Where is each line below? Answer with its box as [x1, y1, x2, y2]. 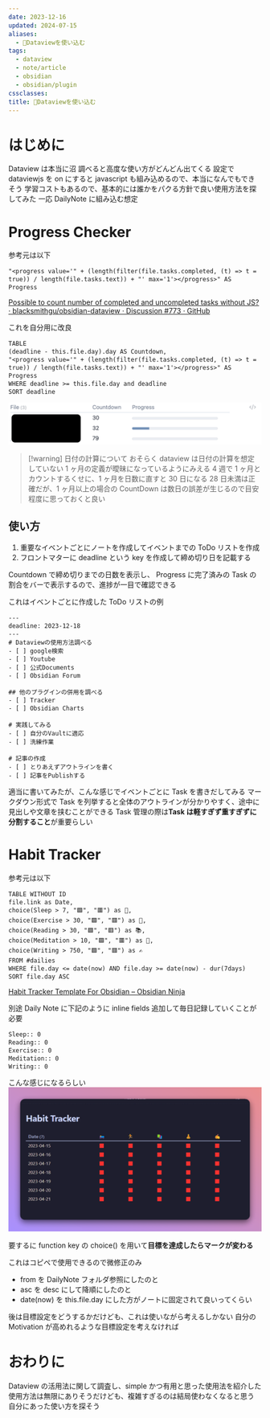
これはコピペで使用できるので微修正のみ [8, 1258, 142, 1268]
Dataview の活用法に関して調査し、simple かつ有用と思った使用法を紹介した [8, 1381, 262, 1391]
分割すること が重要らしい [8, 817, 93, 826]
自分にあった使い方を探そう [8, 1401, 100, 1411]
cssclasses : [8, 89, 48, 97]
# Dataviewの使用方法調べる [8, 638, 92, 646]
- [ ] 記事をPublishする [8, 772, 86, 780]
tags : [8, 47, 27, 55]
